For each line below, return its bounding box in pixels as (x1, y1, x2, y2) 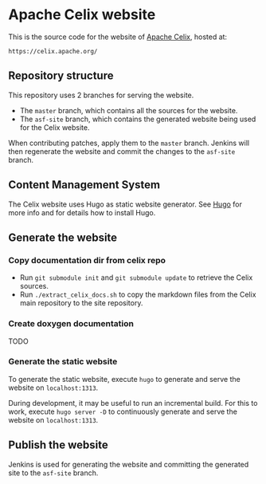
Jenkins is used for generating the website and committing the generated (8, 459, 249, 469)
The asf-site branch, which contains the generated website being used (19, 114, 256, 124)
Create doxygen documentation (8, 318, 134, 329)
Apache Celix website (8, 6, 156, 24)
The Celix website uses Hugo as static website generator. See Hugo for (8, 199, 243, 209)
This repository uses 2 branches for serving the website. (8, 90, 194, 100)
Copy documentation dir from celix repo (8, 254, 166, 266)
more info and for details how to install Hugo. (8, 207, 156, 217)
